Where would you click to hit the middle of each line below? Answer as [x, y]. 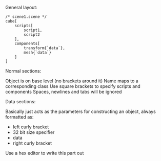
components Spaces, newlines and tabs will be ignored [64, 92]
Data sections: [21, 101]
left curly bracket [31, 127]
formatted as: [19, 117]
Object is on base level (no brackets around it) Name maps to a [72, 81]
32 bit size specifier [34, 132]
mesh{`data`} [38, 53]
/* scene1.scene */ [26, 17]
